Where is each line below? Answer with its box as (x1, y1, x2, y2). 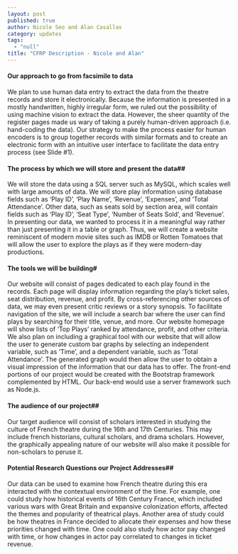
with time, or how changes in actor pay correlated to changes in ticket (7, 532, 212, 541)
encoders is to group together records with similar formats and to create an (7, 133, 228, 142)
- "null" (13, 43, 40, 50)
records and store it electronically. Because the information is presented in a (7, 95, 231, 104)
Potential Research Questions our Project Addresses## (7, 464, 174, 472)
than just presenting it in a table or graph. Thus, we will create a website (7, 225, 218, 234)
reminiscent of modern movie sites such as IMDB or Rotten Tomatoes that (7, 233, 223, 241)
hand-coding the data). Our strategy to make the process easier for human (7, 126, 226, 134)
